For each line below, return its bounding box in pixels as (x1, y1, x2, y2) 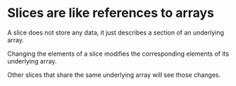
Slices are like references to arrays (7, 5, 215, 21)
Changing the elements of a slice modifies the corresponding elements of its (7, 49, 230, 58)
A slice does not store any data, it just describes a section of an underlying (7, 28, 224, 37)
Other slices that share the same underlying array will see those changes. (7, 70, 221, 79)
